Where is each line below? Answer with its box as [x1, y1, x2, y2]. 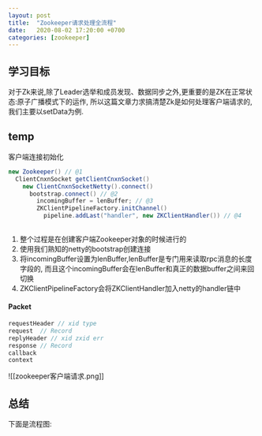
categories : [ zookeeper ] [8, 33, 90, 42]
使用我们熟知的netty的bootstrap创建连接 [19, 244, 152, 253]
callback [8, 348, 37, 357]
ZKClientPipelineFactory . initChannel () [36, 204, 168, 213]
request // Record [8, 326, 73, 335]
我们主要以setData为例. [8, 107, 84, 117]
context [8, 356, 34, 364]
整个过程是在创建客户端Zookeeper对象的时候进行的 [19, 234, 187, 244]
